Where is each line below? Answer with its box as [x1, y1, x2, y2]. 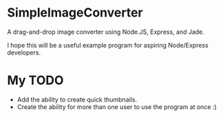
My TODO [7, 72, 64, 88]
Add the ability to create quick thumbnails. [17, 95, 138, 104]
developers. [7, 48, 41, 57]
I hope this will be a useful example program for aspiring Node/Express [7, 41, 209, 49]
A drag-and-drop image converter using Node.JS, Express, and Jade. [7, 28, 205, 36]
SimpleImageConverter [7, 5, 143, 21]
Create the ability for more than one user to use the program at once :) [17, 102, 217, 111]
